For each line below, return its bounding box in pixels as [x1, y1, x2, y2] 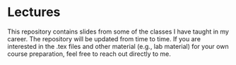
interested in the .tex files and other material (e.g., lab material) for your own [7, 42, 229, 50]
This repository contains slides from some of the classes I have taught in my [7, 27, 230, 36]
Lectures [7, 4, 61, 20]
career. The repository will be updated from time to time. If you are [7, 34, 201, 43]
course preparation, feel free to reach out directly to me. [7, 50, 172, 58]
